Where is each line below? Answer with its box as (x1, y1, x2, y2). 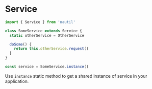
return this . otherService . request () (14, 46, 89, 51)
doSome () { (9, 42, 32, 47)
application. (5, 78, 29, 84)
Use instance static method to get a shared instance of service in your (5, 73, 148, 79)
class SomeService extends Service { (5, 28, 82, 33)
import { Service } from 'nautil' (5, 20, 76, 24)
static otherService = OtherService (9, 33, 84, 38)
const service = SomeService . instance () (5, 65, 89, 69)
